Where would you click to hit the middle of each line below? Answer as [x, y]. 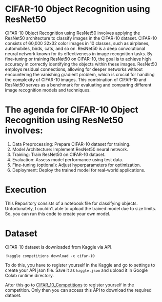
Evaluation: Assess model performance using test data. [68, 159]
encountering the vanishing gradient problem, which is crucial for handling [80, 74]
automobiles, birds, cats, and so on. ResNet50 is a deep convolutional [75, 48]
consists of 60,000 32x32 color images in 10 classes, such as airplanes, [77, 43]
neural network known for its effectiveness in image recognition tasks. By [79, 54]
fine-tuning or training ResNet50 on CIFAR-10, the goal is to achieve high [78, 59]
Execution [26, 190]
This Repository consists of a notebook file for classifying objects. [71, 203]
